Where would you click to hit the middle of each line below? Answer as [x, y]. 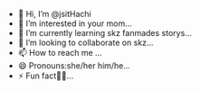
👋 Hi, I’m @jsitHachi [55, 14]
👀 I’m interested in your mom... [75, 23]
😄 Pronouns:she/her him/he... [74, 66]
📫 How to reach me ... [60, 53]
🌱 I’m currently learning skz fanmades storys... [105, 33]
